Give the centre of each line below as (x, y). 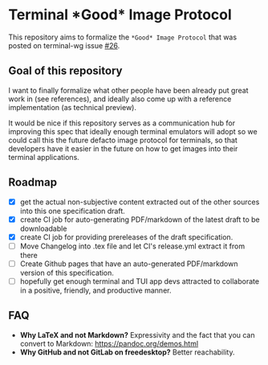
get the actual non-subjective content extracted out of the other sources (140, 202)
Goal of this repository (65, 71)
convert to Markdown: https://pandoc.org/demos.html (109, 343)
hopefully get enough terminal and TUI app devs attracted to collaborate (139, 281)
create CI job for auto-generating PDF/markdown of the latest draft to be (140, 219)
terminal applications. (44, 157)
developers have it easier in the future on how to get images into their (123, 148)
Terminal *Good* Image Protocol (120, 15)
